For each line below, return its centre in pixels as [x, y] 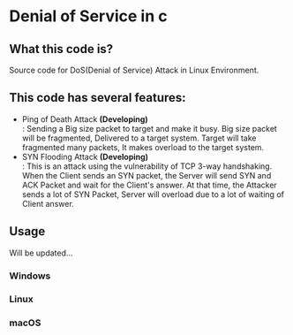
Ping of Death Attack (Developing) [85, 119]
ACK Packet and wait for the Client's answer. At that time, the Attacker [150, 185]
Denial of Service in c [88, 16]
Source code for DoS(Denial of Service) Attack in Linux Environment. [134, 70]
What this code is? [61, 49]
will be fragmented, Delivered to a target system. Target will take [139, 138]
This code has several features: [98, 98]
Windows [30, 276]
